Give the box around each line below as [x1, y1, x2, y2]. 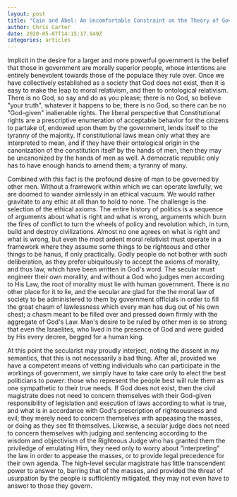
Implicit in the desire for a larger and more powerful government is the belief [7, 56, 229, 64]
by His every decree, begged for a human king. [7, 333, 145, 341]
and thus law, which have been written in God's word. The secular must [7, 265, 215, 274]
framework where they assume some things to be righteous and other [7, 242, 210, 251]
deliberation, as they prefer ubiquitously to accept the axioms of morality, [7, 257, 220, 266]
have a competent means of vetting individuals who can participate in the [7, 361, 221, 370]
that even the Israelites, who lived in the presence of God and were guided [7, 325, 224, 334]
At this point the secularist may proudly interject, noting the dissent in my [7, 346, 220, 355]
